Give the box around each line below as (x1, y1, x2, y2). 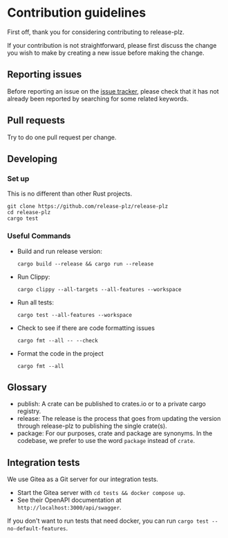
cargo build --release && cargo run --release (17, 260, 154, 268)
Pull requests (7, 114, 66, 126)
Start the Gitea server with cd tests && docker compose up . (17, 489, 185, 497)
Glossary (7, 381, 47, 393)
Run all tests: (17, 298, 54, 306)
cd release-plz (7, 209, 51, 216)
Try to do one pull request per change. (7, 133, 117, 141)
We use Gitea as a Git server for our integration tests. (7, 475, 159, 483)
